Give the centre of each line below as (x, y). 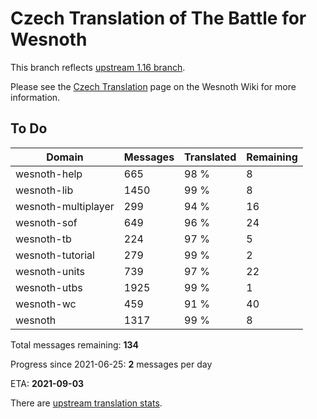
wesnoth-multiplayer (65, 206)
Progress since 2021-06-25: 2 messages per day (111, 364)
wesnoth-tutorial (55, 255)
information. (35, 97)
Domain (65, 157)
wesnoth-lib (44, 190)
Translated (210, 157)
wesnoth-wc (46, 304)
